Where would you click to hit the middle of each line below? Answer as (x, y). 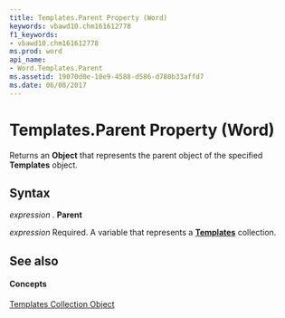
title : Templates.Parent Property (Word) (89, 18)
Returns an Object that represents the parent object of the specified (136, 155)
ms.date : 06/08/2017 (48, 85)
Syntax (30, 193)
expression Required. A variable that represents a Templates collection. (143, 233)
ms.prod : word (36, 52)
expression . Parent (46, 215)
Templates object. (44, 165)
